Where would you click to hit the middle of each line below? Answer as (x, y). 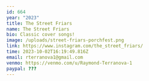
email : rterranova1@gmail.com (45, 57)
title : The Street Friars (39, 23)
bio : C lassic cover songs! (41, 35)
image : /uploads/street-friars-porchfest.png (65, 40)
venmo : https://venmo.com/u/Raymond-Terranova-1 (69, 63)
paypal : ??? (21, 69)
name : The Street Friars (38, 29)
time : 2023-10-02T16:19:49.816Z (47, 52)
